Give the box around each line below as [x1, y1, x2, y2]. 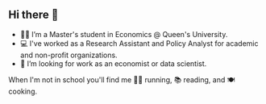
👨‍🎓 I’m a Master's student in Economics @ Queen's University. [19, 29, 228, 39]
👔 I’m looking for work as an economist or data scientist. [19, 58, 207, 69]
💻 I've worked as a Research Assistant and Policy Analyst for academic [19, 38, 260, 48]
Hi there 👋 [8, 8, 59, 22]
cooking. [8, 86, 38, 96]
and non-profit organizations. [19, 50, 118, 60]
